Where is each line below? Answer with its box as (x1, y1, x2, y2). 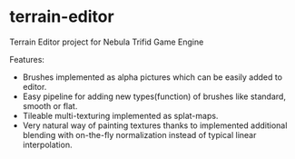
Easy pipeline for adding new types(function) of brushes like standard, (22, 91, 286, 102)
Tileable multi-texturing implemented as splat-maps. (22, 110, 219, 121)
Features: (9, 54, 45, 65)
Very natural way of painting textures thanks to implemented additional (22, 120, 288, 131)
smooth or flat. (22, 100, 78, 111)
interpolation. (22, 139, 73, 150)
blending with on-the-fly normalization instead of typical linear (22, 129, 257, 140)
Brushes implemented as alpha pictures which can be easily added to (22, 71, 283, 83)
